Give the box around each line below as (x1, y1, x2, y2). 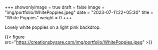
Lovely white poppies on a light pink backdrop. (4, 24, 101, 30)
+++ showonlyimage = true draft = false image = (4, 4, 105, 10)
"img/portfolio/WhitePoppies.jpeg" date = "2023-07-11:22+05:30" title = (4, 9, 153, 15)
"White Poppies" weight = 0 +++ (4, 15, 72, 20)
